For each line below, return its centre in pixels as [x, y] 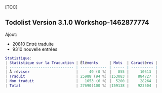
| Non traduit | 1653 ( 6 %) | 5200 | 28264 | [81, 81]
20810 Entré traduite [33, 44]
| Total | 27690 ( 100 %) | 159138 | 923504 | [81, 86]
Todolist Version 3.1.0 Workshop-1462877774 [77, 22]
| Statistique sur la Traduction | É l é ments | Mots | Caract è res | [81, 63]
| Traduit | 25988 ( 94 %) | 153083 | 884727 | [81, 77]
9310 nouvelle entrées [35, 49]
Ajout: [11, 34]
